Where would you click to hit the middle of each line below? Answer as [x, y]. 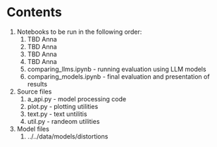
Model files [33, 129]
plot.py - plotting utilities [63, 106]
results [37, 84]
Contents [35, 12]
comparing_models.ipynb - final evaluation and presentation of [118, 76]
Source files [34, 91]
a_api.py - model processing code [77, 98]
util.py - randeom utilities [63, 121]
